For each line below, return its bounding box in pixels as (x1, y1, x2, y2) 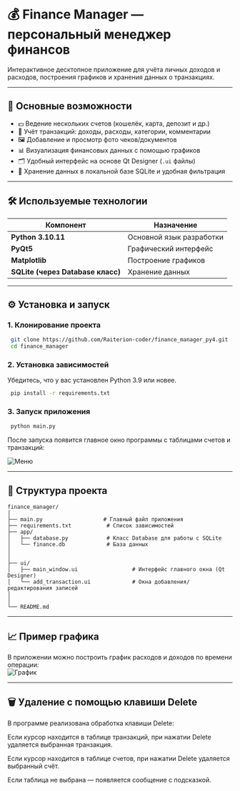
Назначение (153, 220, 198, 230)
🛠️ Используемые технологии (7, 195, 148, 208)
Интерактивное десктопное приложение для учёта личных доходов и (7, 65, 221, 74)
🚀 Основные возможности (7, 100, 132, 112)
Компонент (45, 220, 87, 230)
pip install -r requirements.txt (10, 390, 111, 397)
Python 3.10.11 (11, 232, 66, 242)
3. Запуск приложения (7, 407, 91, 417)
